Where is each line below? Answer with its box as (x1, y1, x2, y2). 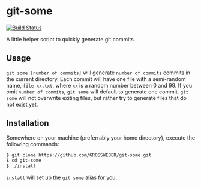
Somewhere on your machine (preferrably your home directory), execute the (6, 134, 196, 141)
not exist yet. (6, 101, 38, 108)
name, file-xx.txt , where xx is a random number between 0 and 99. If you (6, 82, 193, 89)
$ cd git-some (6, 158, 42, 164)
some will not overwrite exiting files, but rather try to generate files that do (6, 94, 187, 101)
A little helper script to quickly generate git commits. (6, 35, 136, 43)
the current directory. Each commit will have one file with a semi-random (6, 75, 186, 82)
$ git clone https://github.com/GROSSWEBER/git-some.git (6, 152, 152, 158)
